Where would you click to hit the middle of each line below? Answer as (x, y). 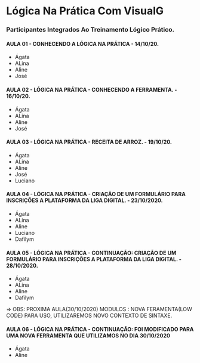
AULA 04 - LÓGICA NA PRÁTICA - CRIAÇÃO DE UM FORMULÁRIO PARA (96, 194)
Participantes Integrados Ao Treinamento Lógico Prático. (90, 30)
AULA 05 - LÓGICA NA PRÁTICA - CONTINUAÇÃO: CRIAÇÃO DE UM (91, 253)
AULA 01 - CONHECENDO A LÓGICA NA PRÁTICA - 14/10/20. (83, 44)
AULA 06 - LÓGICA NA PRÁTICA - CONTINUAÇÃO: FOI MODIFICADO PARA (100, 329)
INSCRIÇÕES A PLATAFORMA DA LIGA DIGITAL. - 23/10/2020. (84, 200)
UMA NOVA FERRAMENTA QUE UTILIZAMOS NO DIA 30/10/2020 (88, 336)
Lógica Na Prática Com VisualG (85, 11)
